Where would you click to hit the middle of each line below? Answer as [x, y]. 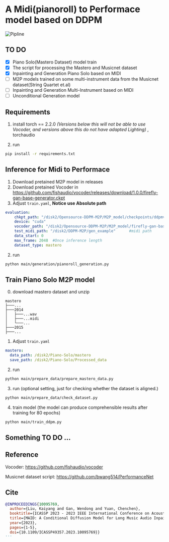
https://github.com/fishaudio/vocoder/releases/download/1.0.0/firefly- [85, 192]
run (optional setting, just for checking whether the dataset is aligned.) [85, 388]
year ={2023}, [23, 523]
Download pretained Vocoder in [46, 187]
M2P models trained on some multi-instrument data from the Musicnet [86, 79]
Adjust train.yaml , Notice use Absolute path [59, 203]
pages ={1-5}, [23, 527]
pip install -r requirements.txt [40, 154]
